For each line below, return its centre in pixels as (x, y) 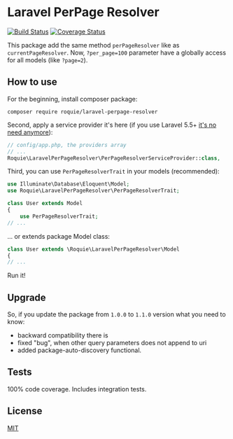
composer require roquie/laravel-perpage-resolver (83, 112)
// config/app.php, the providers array (67, 145)
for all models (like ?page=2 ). (48, 60)
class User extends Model (45, 204)
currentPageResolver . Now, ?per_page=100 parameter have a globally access (116, 53)
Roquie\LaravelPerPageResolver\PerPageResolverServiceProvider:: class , (114, 158)
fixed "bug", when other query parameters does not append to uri (112, 343)
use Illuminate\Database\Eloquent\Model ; (69, 184)
